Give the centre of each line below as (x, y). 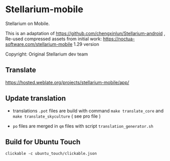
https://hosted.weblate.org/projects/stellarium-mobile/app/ (67, 82)
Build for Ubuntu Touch (43, 142)
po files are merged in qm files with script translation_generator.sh (83, 126)
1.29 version (87, 44)
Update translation (36, 99)
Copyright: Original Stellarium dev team (47, 54)
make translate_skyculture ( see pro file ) (57, 116)
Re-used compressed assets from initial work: (54, 39)
